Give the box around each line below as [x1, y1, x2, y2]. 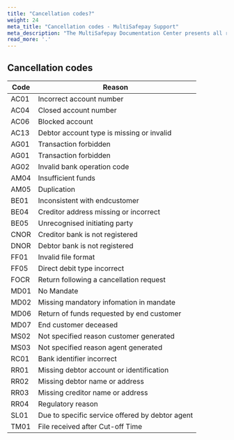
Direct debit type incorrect [38, 263, 125, 273]
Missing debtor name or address [38, 376, 144, 386]
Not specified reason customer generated [38, 331, 175, 341]
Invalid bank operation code [38, 161, 130, 171]
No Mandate [38, 286, 79, 295]
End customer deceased [38, 320, 118, 329]
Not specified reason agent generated [38, 342, 162, 352]
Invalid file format [38, 252, 95, 261]
